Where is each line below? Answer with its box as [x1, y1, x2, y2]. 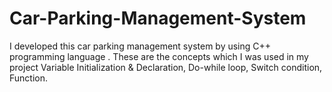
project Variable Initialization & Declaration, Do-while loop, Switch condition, [9, 61, 323, 73]
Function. [9, 72, 49, 84]
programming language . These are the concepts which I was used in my [9, 50, 309, 62]
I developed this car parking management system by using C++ [9, 40, 272, 52]
